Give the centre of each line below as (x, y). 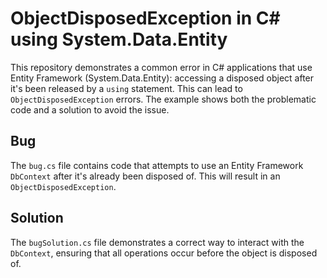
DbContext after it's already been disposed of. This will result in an (145, 176)
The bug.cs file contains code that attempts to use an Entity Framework (157, 165)
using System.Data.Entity (119, 39)
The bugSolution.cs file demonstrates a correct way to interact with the (157, 242)
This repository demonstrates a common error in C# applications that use (161, 67)
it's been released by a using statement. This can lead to (126, 88)
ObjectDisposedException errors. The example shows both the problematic (163, 99)
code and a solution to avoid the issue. (90, 109)
